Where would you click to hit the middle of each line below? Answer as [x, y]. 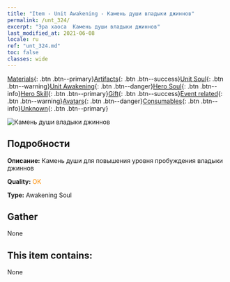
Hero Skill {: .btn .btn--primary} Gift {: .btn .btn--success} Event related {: [122, 93]
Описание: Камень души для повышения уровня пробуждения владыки [115, 160]
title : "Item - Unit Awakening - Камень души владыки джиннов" [101, 14]
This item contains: [50, 255]
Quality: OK [24, 181]
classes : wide [28, 59]
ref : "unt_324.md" [34, 46]
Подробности [39, 144]
